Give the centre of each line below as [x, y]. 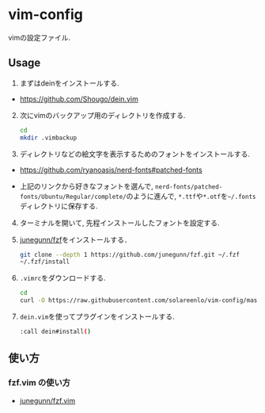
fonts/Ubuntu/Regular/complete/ [73, 197]
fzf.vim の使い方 [40, 383]
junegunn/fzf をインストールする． [76, 239]
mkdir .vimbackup [48, 138]
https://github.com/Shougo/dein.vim [79, 99]
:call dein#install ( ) [55, 331]
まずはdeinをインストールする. [69, 83]
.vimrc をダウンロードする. [62, 278]
